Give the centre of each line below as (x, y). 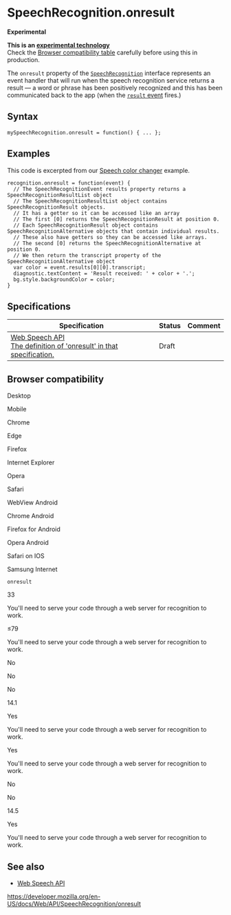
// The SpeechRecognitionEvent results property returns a (100, 189)
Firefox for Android (34, 529)
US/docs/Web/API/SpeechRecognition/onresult (74, 904)
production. (23, 59)
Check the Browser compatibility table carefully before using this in (102, 52)
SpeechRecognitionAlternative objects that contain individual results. (113, 231)
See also (26, 866)
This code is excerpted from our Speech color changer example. (99, 170)
